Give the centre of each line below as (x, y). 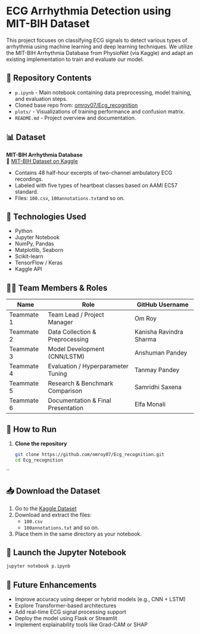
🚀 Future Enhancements (51, 585)
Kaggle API (29, 269)
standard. (26, 192)
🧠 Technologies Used (46, 216)
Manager (60, 322)
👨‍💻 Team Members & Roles (57, 288)
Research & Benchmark (81, 383)
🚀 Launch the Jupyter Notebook (66, 553)
